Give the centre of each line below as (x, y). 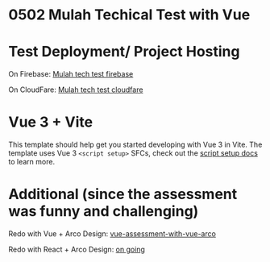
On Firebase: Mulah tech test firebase (71, 74)
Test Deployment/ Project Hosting (124, 52)
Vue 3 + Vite (51, 122)
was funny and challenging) (104, 212)
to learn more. (31, 162)
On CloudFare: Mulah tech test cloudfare (76, 89)
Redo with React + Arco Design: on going (77, 249)
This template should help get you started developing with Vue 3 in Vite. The (135, 145)
